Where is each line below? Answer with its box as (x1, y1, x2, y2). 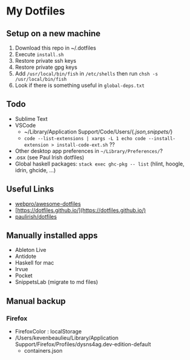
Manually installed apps (6, 231, 98, 241)
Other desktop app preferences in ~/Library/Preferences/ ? (14, 147, 163, 155)
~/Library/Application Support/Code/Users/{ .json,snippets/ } (24, 128, 173, 135)
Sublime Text (14, 115, 48, 122)
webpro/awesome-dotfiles (14, 200, 81, 207)
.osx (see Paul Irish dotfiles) (14, 153, 84, 161)
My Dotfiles (6, 4, 65, 18)
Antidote (14, 252, 37, 260)
